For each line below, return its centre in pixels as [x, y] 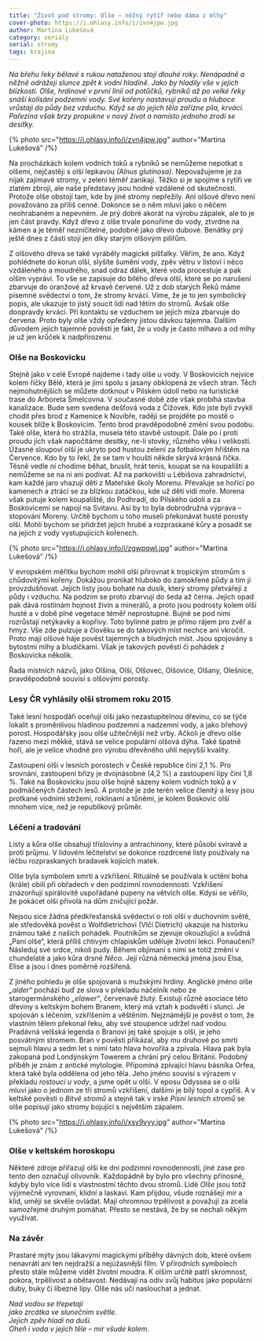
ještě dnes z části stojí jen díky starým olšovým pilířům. [98, 238]
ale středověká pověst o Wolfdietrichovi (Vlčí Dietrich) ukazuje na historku [128, 925]
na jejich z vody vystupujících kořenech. [74, 533]
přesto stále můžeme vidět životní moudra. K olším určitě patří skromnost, [128, 1272]
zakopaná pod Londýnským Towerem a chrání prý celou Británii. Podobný [128, 1057]
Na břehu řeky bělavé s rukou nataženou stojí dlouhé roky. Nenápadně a [127, 74]
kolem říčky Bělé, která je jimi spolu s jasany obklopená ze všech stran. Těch [133, 383]
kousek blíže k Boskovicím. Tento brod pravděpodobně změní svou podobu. [132, 424]
